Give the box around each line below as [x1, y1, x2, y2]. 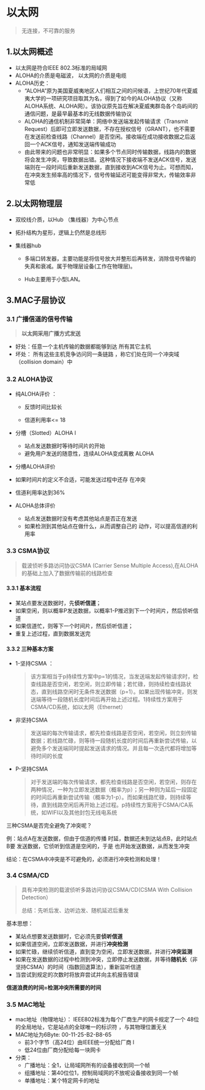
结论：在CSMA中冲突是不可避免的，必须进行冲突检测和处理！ [6, 856, 162, 863]
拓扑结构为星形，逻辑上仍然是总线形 [15, 229, 107, 236]
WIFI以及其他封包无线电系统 [47, 809, 117, 817]
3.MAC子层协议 [6, 295, 66, 305]
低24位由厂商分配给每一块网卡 [24, 1046, 101, 1053]
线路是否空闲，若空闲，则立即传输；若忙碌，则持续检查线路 [35, 680, 187, 688]
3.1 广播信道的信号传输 [6, 314, 73, 323]
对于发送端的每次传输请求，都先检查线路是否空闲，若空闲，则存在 [30, 778, 197, 786]
